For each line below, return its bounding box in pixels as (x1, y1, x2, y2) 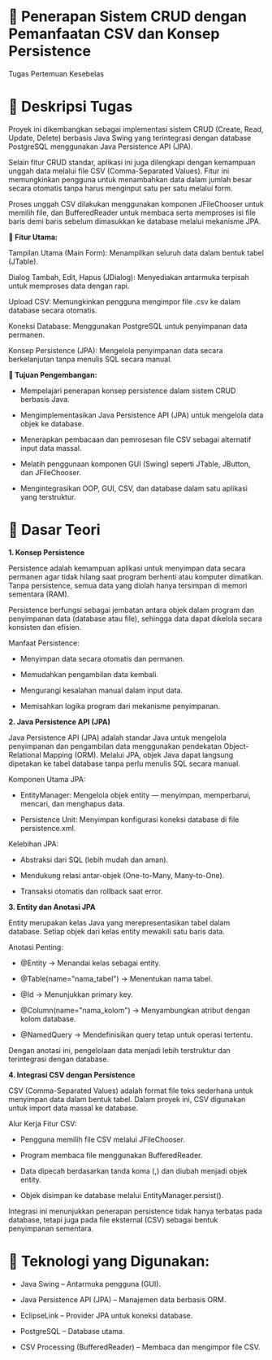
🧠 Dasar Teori (8, 521, 101, 540)
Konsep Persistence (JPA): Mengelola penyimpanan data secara (8, 345, 223, 355)
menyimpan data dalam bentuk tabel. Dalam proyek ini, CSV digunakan (8, 1094, 246, 1104)
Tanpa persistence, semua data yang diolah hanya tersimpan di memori (8, 580, 248, 590)
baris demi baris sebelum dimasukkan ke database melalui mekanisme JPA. (8, 216, 261, 226)
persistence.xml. (19, 823, 76, 833)
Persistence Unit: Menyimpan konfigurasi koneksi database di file (19, 814, 240, 824)
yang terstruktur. (19, 492, 76, 501)
